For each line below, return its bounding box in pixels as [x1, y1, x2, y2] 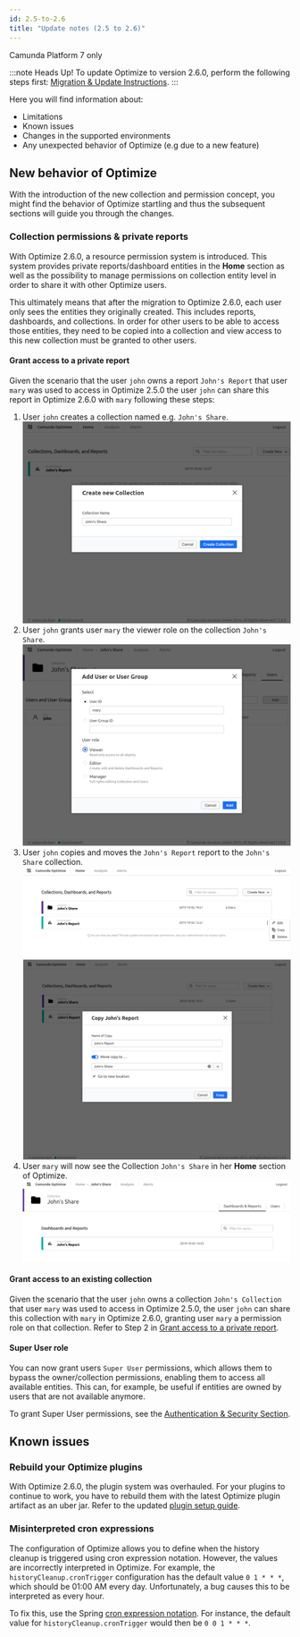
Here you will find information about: [9, 94, 144, 105]
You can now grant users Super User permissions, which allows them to [9, 1362, 272, 1373]
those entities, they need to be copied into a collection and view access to [9, 325, 282, 335]
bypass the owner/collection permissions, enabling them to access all [9, 1371, 266, 1382]
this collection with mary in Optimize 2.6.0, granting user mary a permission [9, 1312, 282, 1323]
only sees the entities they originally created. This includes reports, [9, 306, 256, 317]
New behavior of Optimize [9, 165, 158, 181]
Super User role [9, 1343, 69, 1353]
